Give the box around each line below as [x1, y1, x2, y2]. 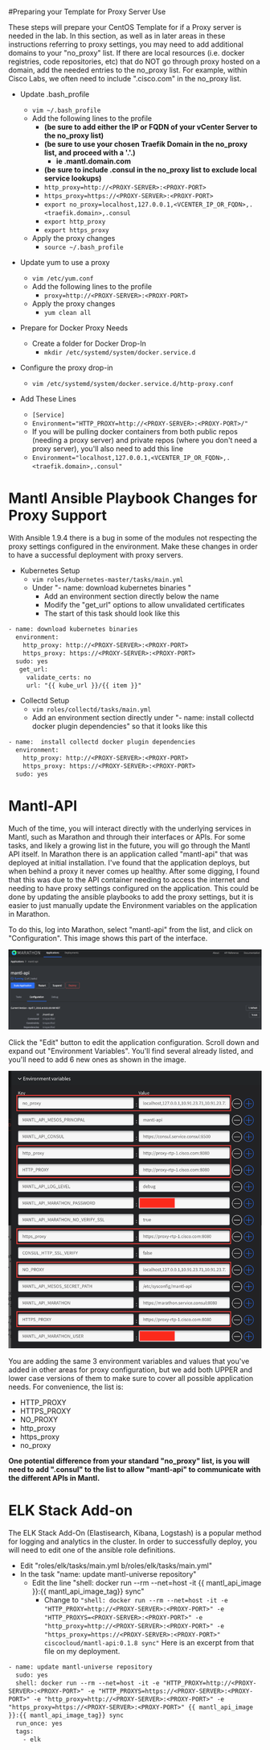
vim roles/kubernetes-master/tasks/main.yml [31, 575, 184, 583]
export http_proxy [43, 218, 106, 226]
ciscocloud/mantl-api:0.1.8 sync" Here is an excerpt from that [43, 1637, 255, 1647]
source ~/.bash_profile [43, 243, 124, 251]
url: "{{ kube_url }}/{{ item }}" [26, 681, 142, 690]
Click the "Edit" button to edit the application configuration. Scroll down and [8, 1037, 260, 1047]
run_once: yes [15, 1719, 63, 1727]
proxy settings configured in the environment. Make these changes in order [8, 541, 259, 551]
